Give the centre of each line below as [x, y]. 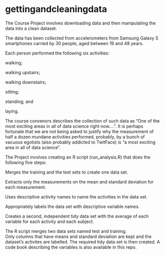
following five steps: [26, 162]
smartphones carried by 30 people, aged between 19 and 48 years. [74, 43]
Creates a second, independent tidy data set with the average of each [77, 216]
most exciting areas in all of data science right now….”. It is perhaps [74, 126]
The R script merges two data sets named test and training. [66, 231]
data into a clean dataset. [31, 28]
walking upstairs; [23, 72]
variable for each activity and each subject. [50, 221]
